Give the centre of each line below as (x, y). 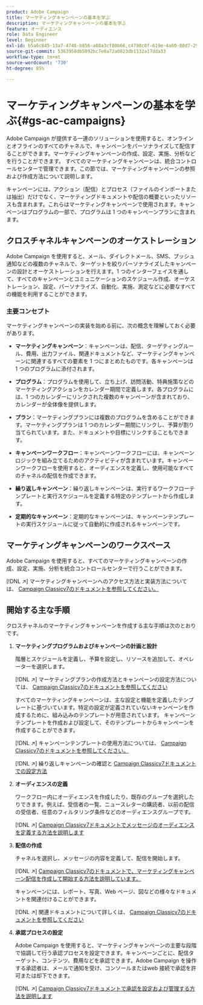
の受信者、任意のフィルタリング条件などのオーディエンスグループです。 (105, 812)
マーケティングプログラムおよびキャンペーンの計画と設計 (86, 646)
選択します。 (52, 667)
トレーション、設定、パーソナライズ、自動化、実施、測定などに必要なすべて (101, 287)
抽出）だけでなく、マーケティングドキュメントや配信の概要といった (96, 197)
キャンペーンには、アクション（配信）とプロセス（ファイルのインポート (96, 189)
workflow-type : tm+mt (34, 57)
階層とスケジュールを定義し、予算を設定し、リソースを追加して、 (96, 659)
